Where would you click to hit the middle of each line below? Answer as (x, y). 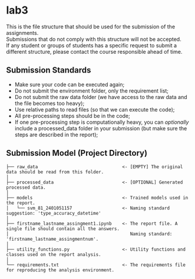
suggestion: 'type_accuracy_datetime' (54, 213)
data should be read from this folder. (55, 172)
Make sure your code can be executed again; (70, 84)
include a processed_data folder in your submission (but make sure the (101, 128)
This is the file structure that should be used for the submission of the (91, 27)
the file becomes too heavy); (49, 103)
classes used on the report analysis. (54, 254)
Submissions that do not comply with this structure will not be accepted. (94, 39)
